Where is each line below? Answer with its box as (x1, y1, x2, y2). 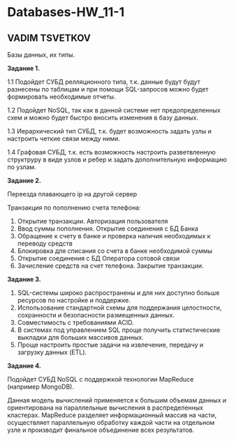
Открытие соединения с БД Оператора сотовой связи (17, 254, 180, 262)
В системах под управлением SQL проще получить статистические (17, 326, 221, 334)
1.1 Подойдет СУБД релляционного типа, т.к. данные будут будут (7, 78, 200, 86)
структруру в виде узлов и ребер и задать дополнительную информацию (7, 155, 227, 164)
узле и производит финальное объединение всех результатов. (7, 426, 194, 434)
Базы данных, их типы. (7, 50, 75, 59)
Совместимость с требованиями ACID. (17, 319, 134, 326)
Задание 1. (7, 64, 41, 72)
